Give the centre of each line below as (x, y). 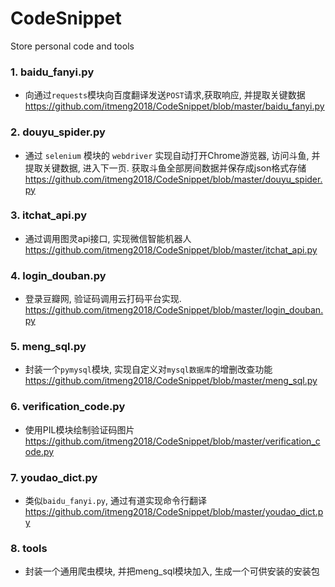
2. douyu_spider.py (58, 132)
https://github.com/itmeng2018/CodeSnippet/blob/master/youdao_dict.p (174, 512)
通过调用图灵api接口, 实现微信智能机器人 (108, 238)
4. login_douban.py (58, 275)
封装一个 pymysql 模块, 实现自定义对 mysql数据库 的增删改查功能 (148, 369)
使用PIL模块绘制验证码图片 (79, 429)
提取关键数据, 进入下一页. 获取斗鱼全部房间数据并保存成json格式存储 (165, 168)
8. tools (29, 548)
